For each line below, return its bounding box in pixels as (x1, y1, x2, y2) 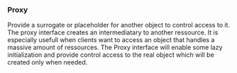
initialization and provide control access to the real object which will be (7, 51, 214, 59)
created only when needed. (7, 58, 88, 67)
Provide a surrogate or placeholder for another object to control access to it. (7, 21, 231, 29)
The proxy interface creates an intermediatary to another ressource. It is (7, 28, 219, 36)
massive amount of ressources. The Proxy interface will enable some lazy (7, 44, 223, 52)
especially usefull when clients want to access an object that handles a (7, 36, 215, 44)
